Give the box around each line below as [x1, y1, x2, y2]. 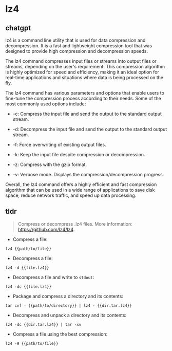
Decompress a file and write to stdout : [12, 274, 94, 280]
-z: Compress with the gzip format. [12, 161, 87, 168]
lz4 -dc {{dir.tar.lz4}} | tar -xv [5, 322, 82, 327]
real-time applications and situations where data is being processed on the [5, 75, 164, 80]
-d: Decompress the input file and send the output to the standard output [12, 126, 167, 132]
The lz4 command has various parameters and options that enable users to [5, 90, 164, 96]
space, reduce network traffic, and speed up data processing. [5, 192, 137, 198]
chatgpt [5, 24, 31, 32]
